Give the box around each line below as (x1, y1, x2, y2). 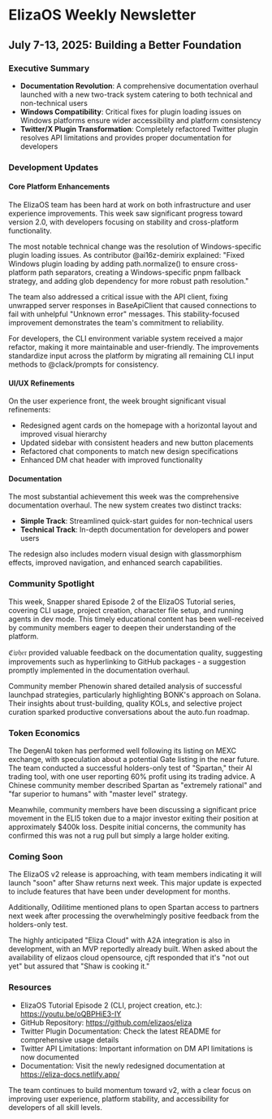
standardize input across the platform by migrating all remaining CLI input (8, 351, 254, 360)
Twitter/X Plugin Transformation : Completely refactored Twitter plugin (19, 124, 258, 133)
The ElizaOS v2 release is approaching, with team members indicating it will (8, 869, 262, 879)
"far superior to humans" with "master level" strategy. (8, 789, 188, 799)
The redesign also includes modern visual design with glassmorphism (8, 549, 242, 559)
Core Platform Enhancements (8, 181, 110, 192)
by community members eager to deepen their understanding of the (8, 622, 237, 632)
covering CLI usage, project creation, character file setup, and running (8, 605, 244, 615)
